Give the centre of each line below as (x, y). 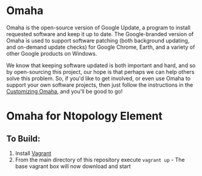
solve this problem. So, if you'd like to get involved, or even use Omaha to (98, 78)
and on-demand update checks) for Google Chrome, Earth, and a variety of (101, 47)
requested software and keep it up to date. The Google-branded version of (100, 34)
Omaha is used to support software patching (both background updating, (98, 40)
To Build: (23, 138)
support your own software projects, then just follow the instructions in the (100, 85)
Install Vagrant (33, 153)
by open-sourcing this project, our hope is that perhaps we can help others (100, 71)
